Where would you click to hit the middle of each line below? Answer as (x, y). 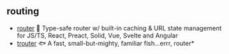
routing (23, 11)
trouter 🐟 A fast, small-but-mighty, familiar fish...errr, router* (105, 43)
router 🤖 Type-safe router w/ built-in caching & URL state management (119, 28)
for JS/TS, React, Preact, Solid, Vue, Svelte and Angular (97, 35)
